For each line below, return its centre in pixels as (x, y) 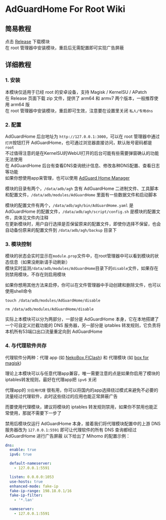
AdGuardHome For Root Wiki (65, 9)
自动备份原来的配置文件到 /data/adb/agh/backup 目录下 (61, 230)
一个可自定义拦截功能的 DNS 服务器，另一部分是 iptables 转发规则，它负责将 (83, 325)
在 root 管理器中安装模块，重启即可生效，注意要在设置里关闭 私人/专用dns (79, 111)
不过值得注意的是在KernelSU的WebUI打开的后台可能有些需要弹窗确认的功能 (82, 153)
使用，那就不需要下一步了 (35, 413)
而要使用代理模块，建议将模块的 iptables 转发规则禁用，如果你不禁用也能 (79, 407)
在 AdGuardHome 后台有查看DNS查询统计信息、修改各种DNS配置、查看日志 (83, 165)
